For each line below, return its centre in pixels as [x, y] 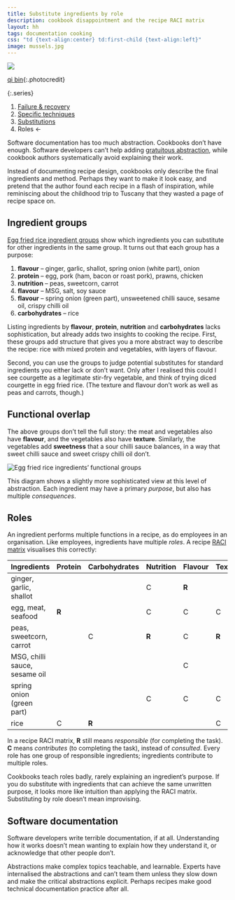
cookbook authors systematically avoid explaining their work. [95, 157]
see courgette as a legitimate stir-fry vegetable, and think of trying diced [112, 377]
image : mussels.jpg [36, 46]
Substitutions [36, 121]
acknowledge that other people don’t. [61, 853]
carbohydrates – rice [48, 313]
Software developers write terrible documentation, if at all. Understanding [113, 838]
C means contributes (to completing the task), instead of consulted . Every [114, 748]
